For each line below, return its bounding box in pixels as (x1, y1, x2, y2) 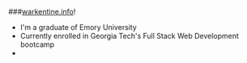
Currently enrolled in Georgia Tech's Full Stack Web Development (19, 31, 239, 40)
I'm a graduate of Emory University (19, 23, 138, 31)
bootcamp (19, 40, 55, 49)
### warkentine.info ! (8, 7, 76, 16)
